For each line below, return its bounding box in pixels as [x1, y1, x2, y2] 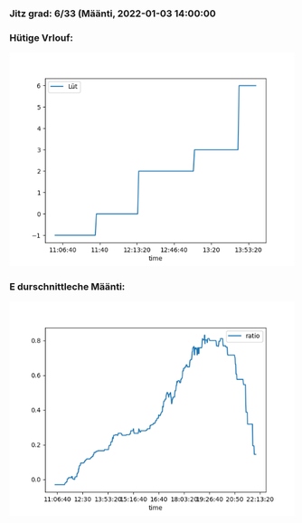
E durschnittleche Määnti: [9, 281, 126, 293]
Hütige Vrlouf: [9, 31, 74, 43]
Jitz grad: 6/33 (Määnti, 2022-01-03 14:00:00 [9, 7, 216, 20]
